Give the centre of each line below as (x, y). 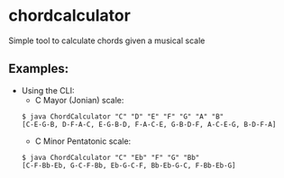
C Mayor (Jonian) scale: (79, 100)
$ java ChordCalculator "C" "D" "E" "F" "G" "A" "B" (123, 116)
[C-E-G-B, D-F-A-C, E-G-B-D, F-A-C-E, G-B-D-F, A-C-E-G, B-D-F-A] (149, 124)
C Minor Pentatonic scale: (83, 141)
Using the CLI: (48, 90)
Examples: (39, 69)
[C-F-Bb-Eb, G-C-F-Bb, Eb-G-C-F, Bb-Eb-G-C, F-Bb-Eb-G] (128, 165)
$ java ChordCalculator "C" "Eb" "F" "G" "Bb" (110, 157)
